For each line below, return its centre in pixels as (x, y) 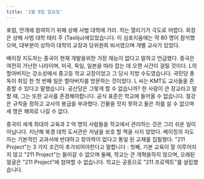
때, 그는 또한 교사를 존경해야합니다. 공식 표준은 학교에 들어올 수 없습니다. (98, 96)
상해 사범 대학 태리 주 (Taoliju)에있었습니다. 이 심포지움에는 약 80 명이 (96, 38)
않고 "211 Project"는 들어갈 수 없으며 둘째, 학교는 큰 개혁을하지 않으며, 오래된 (104, 154)
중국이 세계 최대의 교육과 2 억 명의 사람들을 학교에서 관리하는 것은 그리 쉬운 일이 (101, 124)
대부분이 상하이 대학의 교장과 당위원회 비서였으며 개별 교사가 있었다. (100, 45)
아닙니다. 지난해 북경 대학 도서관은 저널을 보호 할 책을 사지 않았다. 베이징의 (95, 132)
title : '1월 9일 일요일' (34, 12)
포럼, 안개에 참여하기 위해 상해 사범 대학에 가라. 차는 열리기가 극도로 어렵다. (95, 30)
